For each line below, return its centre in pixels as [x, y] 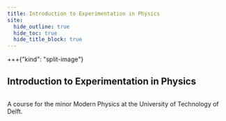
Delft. [15, 111]
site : [15, 20]
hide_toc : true [35, 33]
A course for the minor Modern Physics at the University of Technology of [113, 104]
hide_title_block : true [48, 40]
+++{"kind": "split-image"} [46, 59]
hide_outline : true [42, 26]
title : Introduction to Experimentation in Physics [83, 14]
